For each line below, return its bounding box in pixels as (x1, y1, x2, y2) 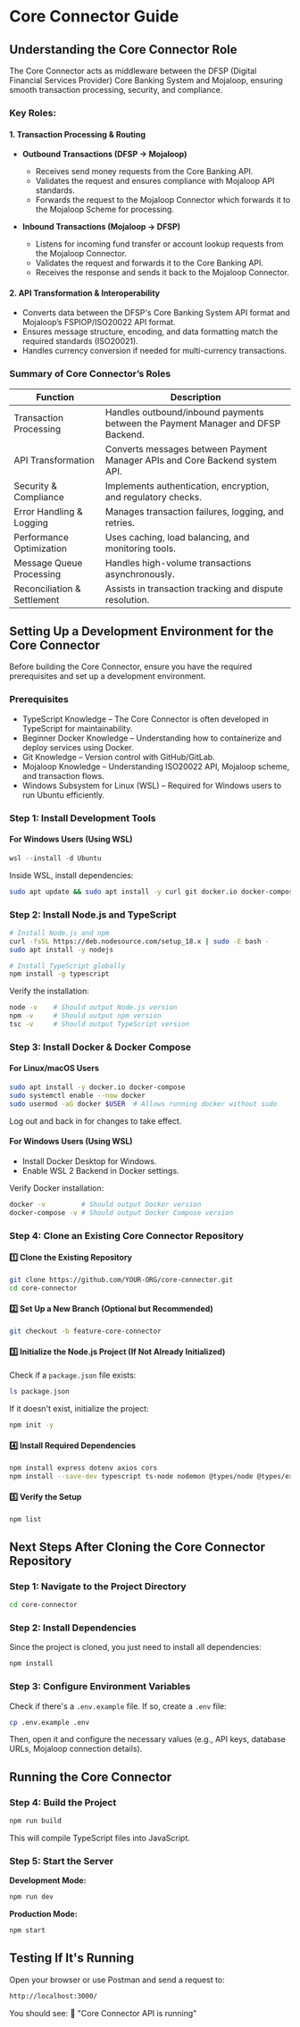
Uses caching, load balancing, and (104, 531, 250, 543)
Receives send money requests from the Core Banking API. (35, 166, 254, 177)
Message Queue (13, 557, 83, 569)
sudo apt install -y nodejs (9, 945, 114, 954)
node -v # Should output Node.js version (9, 1003, 178, 1012)
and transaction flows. (21, 770, 104, 781)
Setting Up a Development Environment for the (9, 624, 274, 640)
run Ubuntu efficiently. (21, 789, 105, 800)
